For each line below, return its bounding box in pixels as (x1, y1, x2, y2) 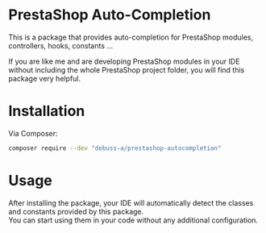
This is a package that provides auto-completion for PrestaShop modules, (8, 32, 254, 42)
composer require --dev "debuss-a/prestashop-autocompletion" (8, 144, 222, 152)
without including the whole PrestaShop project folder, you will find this (8, 64, 245, 74)
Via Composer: (8, 128, 58, 138)
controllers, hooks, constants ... (8, 40, 114, 50)
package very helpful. (8, 73, 81, 83)
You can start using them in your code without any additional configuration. (8, 215, 259, 225)
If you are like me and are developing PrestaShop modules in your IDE (8, 56, 240, 66)
